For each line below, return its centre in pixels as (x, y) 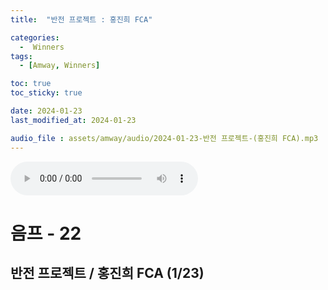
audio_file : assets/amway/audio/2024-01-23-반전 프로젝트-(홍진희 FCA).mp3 (164, 138)
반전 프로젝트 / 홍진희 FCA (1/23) (107, 273)
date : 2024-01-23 (46, 111)
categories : (35, 37)
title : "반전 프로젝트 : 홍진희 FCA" (81, 19)
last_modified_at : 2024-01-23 (73, 120)
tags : (21, 56)
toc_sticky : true (46, 93)
